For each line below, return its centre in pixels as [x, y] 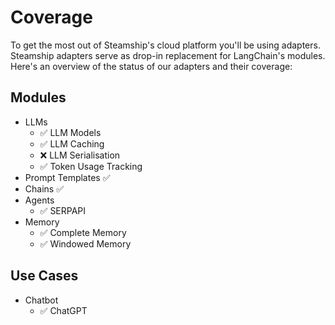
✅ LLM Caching [72, 143]
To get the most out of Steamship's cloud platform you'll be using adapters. [165, 45]
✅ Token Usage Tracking [91, 166]
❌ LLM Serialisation [80, 155]
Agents [39, 200]
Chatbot [41, 300]
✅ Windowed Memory [85, 243]
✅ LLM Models [70, 132]
